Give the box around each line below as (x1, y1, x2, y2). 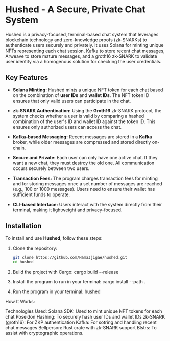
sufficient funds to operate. (12, 191, 70, 198)
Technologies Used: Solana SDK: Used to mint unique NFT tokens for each (5, 308, 162, 314)
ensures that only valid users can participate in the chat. (12, 98, 131, 104)
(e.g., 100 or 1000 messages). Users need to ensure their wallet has (12, 186, 155, 192)
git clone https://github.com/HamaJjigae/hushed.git (12, 255, 128, 260)
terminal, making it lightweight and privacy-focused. (12, 207, 123, 213)
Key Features (5, 73, 48, 82)
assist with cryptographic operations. (5, 330, 84, 336)
